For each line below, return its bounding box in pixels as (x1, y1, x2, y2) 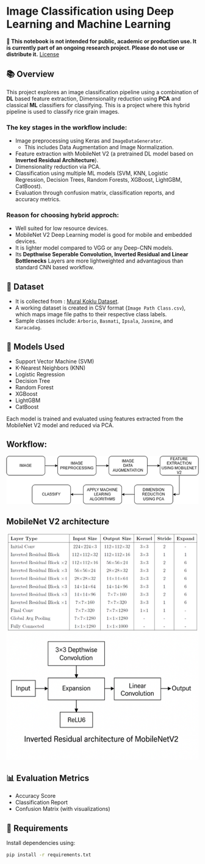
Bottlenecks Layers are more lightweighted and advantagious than (15, 257, 184, 264)
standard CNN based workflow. (15, 264, 95, 271)
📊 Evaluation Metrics (6, 773, 90, 783)
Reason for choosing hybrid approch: (6, 210, 119, 219)
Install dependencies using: (6, 839, 76, 846)
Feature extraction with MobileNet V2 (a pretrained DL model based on (15, 150, 193, 157)
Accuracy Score (15, 792, 56, 800)
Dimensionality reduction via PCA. (15, 163, 101, 171)
